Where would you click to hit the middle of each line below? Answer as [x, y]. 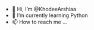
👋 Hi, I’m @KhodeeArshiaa [44, 9]
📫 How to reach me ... [39, 22]
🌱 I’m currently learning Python [50, 15]
